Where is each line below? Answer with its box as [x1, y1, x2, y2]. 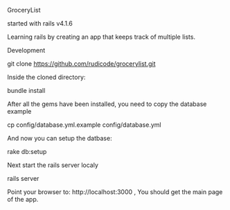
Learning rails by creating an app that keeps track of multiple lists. [7, 33, 196, 41]
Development [7, 46, 46, 54]
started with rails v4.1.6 [7, 19, 73, 27]
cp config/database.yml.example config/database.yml [7, 121, 161, 129]
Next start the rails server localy [7, 161, 99, 169]
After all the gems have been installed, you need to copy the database [7, 100, 207, 108]
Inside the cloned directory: [7, 73, 86, 81]
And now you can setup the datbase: [7, 134, 112, 142]
